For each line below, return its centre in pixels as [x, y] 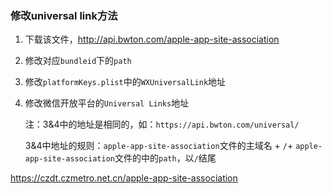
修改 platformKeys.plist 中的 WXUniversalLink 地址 [125, 82]
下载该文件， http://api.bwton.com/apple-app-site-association [152, 39]
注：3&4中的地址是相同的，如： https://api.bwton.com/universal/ [162, 124]
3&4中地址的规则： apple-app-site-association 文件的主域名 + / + [159, 146]
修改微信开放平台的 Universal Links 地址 [107, 103]
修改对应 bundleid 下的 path [78, 61]
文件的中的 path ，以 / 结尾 [165, 158]
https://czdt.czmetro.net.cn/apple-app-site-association [124, 178]
